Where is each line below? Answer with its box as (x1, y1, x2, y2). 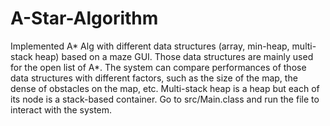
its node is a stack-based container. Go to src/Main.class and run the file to (10, 93, 320, 105)
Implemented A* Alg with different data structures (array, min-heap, (10, 40, 290, 52)
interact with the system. (10, 103, 113, 116)
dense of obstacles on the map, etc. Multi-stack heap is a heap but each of (10, 82, 320, 94)
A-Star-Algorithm (10, 7, 159, 30)
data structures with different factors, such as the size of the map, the (10, 72, 298, 84)
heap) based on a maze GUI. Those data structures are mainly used (34, 50, 314, 62)
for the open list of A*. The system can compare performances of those (10, 61, 307, 73)
